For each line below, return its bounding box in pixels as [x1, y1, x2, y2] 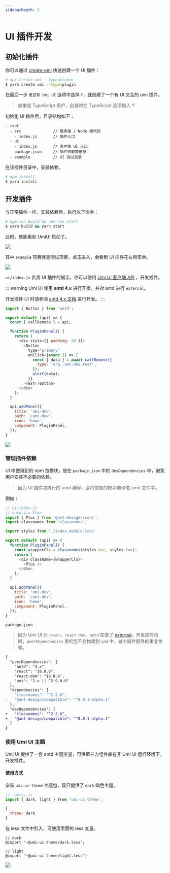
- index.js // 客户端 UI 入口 [14, 144, 88, 149]
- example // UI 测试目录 [10, 155, 82, 160]
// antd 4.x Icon [5, 510, 42, 515]
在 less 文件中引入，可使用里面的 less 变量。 [5, 825, 98, 831]
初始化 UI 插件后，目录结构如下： [5, 113, 75, 119]
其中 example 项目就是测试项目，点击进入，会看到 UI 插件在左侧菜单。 [5, 254, 151, 260]
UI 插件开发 [5, 31, 52, 42]
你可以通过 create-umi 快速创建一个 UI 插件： [5, 67, 100, 73]
